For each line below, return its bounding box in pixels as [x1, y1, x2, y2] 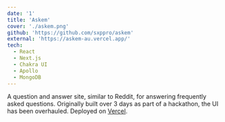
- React [13, 49, 36, 56]
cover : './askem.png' [7, 23, 69, 29]
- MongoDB [13, 73, 41, 81]
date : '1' [7, 10, 36, 17]
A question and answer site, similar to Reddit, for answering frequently [7, 93, 206, 101]
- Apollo [13, 67, 39, 74]
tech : [7, 42, 23, 49]
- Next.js [13, 55, 41, 62]
